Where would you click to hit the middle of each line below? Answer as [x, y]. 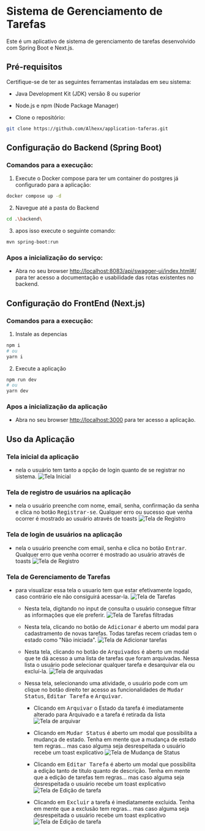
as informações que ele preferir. [65, 615]
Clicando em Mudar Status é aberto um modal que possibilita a [115, 733]
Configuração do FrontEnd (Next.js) [76, 303]
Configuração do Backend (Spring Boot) [84, 148]
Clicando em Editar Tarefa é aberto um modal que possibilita [114, 764]
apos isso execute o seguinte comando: [65, 231]
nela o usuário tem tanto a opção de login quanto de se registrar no [100, 470]
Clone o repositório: [40, 117]
